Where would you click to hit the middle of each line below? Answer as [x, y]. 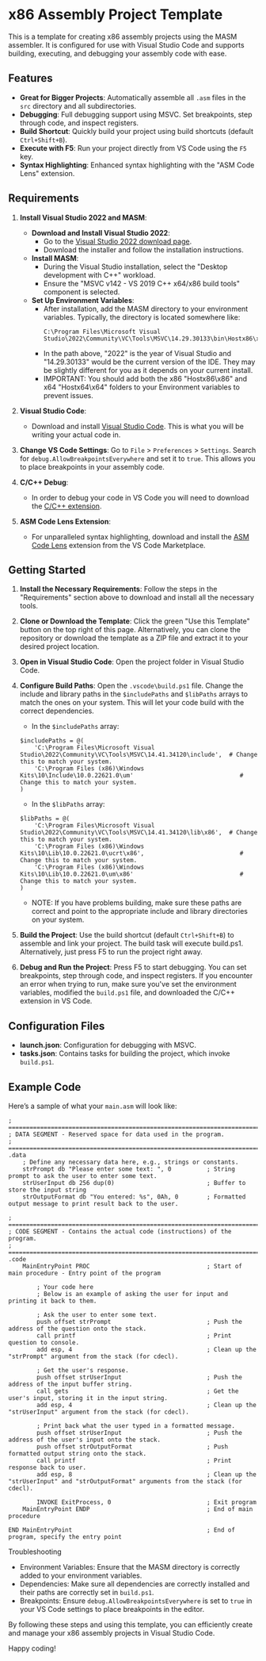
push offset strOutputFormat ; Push [132, 1447]
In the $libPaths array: [68, 804]
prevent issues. [68, 395]
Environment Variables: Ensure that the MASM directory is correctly [129, 1567]
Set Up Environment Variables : [83, 300]
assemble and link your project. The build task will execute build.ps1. [131, 944]
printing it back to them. [53, 1301]
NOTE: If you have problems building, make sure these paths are [137, 903]
